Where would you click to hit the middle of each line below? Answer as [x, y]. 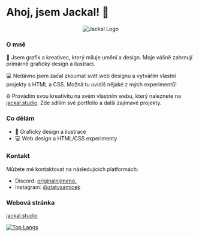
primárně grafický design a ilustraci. [51, 64]
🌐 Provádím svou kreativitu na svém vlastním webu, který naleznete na [94, 96]
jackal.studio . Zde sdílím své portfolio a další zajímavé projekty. [84, 103]
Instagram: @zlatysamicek [48, 187]
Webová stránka [31, 202]
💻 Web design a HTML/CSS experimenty [66, 138]
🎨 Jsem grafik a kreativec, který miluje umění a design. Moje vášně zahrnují [99, 58]
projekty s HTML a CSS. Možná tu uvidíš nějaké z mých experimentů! [91, 85]
